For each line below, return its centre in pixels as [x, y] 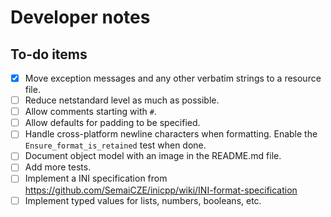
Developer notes [80, 17]
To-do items [49, 54]
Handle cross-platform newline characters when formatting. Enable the [171, 134]
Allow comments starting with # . [90, 112]
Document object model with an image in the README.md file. [153, 156]
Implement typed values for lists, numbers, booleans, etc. [143, 200]
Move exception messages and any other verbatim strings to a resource [173, 78]
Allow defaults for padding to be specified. [112, 123]
